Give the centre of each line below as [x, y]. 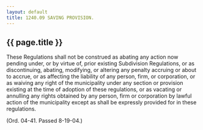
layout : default [27, 12]
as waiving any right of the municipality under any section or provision [95, 83]
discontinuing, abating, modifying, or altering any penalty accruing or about [102, 70]
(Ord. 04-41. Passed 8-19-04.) [44, 121]
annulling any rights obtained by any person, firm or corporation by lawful [99, 96]
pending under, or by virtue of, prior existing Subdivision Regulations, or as [100, 63]
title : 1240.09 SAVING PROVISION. [50, 18]
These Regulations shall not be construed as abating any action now [92, 57]
